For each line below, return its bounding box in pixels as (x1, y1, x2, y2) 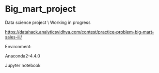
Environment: (5, 43, 32, 49)
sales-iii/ (5, 34, 22, 40)
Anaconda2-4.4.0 (5, 53, 40, 59)
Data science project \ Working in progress (5, 19, 91, 25)
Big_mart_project (5, 3, 76, 15)
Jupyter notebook (5, 62, 41, 68)
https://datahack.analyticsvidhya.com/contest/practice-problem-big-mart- (5, 29, 154, 35)
